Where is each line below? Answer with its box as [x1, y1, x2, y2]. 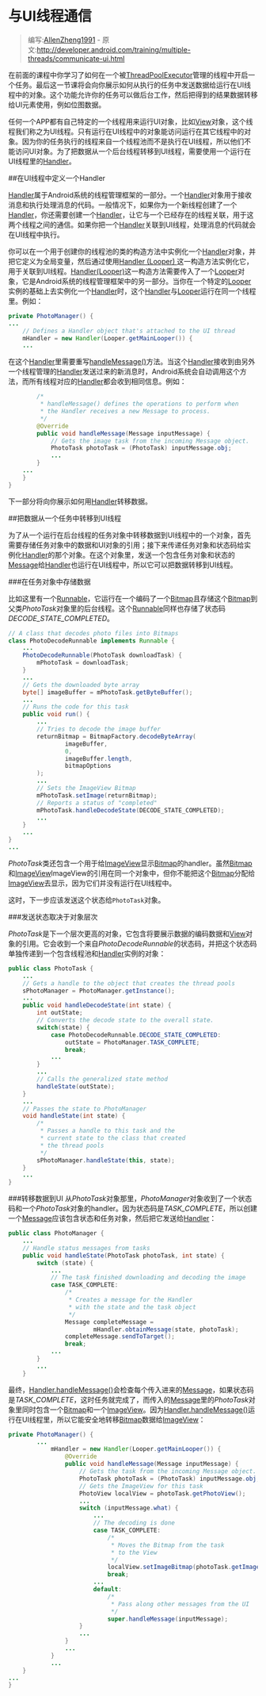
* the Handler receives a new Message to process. [40, 408, 211, 416]
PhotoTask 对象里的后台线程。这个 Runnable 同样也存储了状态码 [22, 604, 226, 613]
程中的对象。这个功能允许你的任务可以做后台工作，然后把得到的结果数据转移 [8, 90, 258, 99]
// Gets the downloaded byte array [22, 681, 140, 689]
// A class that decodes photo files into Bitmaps [8, 629, 179, 637]
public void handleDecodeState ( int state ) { [22, 1001, 172, 1010]
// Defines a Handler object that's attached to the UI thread [22, 327, 236, 335]
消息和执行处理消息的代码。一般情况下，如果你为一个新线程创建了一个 [8, 200, 237, 209]
